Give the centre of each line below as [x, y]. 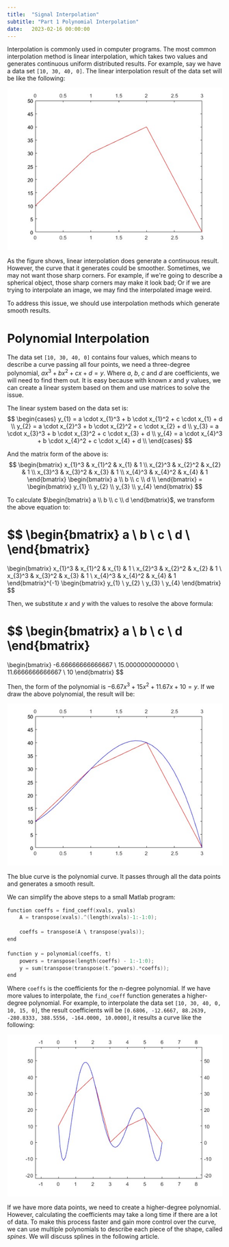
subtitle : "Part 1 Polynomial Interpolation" [73, 22]
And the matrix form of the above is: [58, 454]
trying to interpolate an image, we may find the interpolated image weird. [109, 290]
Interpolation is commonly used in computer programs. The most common [112, 49]
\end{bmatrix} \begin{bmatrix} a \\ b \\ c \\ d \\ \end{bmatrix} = [115, 479]
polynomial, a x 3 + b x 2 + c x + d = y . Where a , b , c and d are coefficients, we [113, 372]
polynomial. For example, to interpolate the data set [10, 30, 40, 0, [125, 1003]
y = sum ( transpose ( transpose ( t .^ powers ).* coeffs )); [94, 968]
